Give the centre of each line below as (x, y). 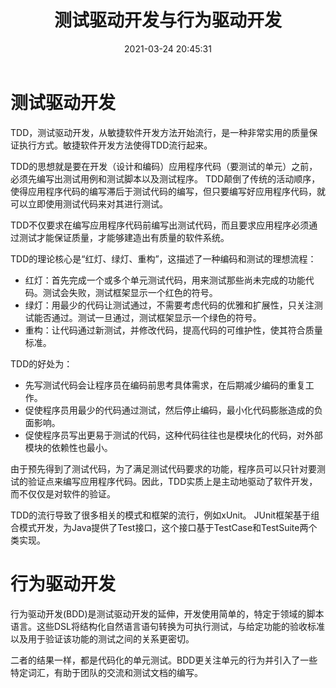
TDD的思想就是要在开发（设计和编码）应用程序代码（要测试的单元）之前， (164, 166)
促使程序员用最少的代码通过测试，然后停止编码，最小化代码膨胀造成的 (169, 410)
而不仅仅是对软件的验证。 (63, 493)
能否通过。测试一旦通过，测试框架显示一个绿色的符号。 (147, 317)
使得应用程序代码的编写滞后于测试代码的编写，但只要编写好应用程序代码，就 (168, 191)
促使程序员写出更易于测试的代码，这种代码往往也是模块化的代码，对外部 (173, 435)
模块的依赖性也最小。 (68, 447)
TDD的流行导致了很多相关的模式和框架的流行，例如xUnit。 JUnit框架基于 (161, 515)
